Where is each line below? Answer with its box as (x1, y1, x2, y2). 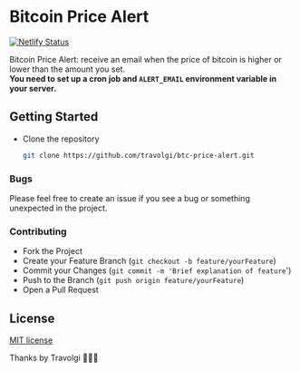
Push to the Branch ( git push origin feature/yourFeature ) (22, 275, 245, 286)
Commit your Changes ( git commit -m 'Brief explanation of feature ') (22, 265, 292, 276)
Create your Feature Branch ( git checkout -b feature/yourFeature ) (22, 256, 276, 267)
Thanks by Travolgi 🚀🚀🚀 (9, 352, 99, 364)
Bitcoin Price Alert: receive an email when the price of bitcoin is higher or (9, 54, 283, 64)
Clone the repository (22, 133, 100, 144)
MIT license (9, 335, 53, 346)
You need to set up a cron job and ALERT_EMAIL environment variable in (9, 73, 277, 83)
